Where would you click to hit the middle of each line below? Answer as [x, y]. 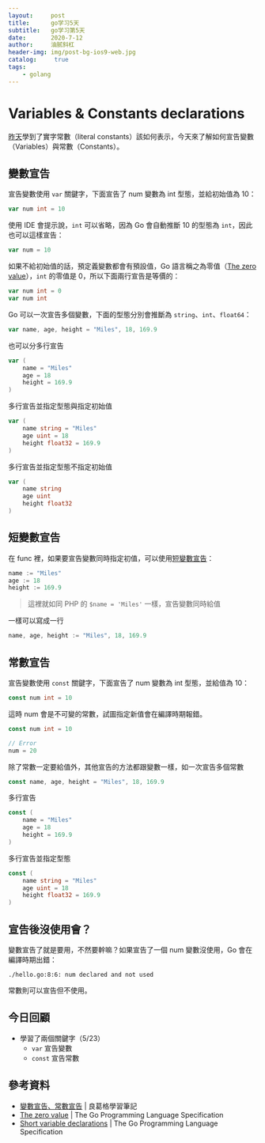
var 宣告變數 [52, 1048]
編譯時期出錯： [32, 959]
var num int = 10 [37, 209]
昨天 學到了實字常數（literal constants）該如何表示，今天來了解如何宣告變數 [131, 136]
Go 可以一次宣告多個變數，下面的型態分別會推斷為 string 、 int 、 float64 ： [130, 314]
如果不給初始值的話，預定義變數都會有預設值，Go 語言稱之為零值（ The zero [132, 267]
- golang [37, 74]
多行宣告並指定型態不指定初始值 [60, 467]
